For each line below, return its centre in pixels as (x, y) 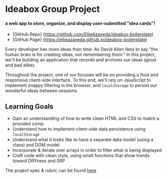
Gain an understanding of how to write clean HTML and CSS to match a (86, 119)
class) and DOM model (36, 145)
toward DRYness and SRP (39, 161)
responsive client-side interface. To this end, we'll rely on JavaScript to (78, 80)
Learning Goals (29, 106)
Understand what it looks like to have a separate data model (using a (83, 140)
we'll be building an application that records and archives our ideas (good (81, 60)
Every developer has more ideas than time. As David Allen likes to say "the (82, 49)
